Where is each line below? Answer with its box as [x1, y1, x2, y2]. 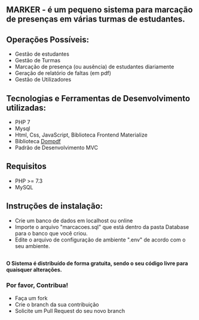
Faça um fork [14, 295, 48, 302]
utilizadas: [6, 102, 47, 113]
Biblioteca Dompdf [14, 138, 61, 145]
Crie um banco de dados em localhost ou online [14, 217, 133, 224]
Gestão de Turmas [14, 57, 61, 64]
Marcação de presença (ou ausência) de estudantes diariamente [14, 63, 174, 71]
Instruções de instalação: [6, 201, 103, 212]
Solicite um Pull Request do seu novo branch [14, 307, 125, 315]
